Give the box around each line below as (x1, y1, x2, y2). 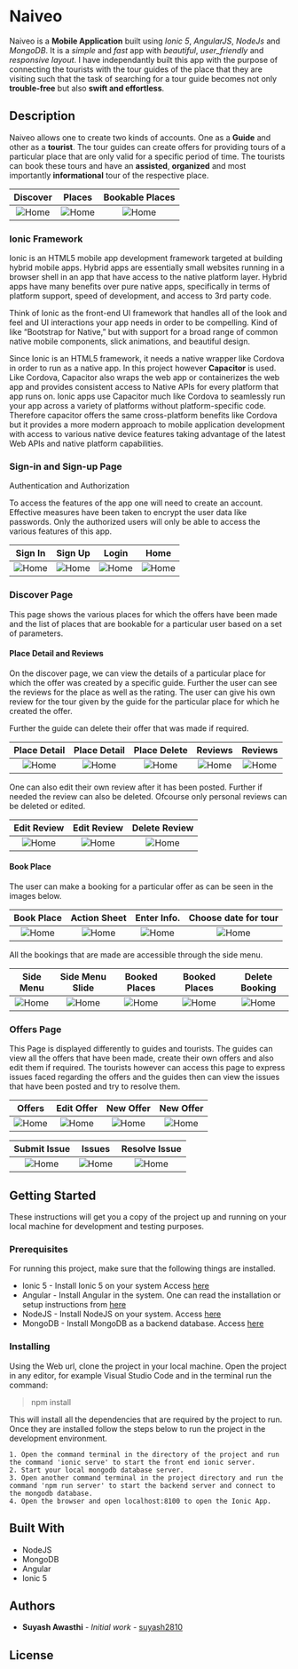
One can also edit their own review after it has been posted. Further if (9, 782, 263, 792)
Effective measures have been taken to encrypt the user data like (9, 507, 247, 518)
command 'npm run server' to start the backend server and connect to (9, 1481, 276, 1490)
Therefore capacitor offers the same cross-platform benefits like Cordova (9, 410, 278, 421)
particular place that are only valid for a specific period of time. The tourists (9, 151, 286, 162)
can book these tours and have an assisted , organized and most (9, 160, 247, 171)
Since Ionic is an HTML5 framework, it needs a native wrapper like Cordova (9, 354, 286, 364)
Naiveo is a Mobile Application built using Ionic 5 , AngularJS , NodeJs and (9, 36, 281, 46)
